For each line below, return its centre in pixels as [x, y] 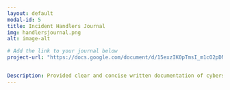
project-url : [26, 58]
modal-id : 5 [24, 20]
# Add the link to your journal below [62, 51]
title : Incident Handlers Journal [56, 26]
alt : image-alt [29, 39]
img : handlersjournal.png [44, 32]
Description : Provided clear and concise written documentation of [105, 76]
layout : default [30, 13]
